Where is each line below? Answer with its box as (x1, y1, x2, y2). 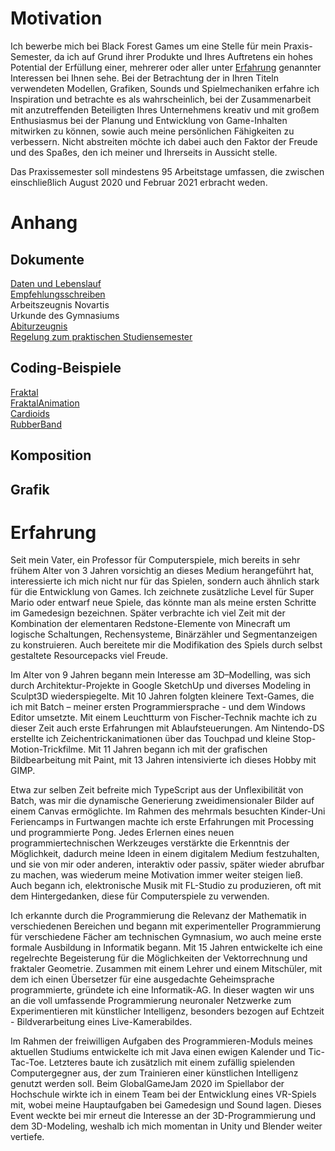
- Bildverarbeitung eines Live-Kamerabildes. (10, 1016, 193, 1028)
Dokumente (10, 251, 85, 268)
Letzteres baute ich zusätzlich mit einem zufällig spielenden (48, 1057, 296, 1069)
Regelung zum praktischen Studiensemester (10, 330, 193, 342)
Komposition (10, 447, 92, 464)
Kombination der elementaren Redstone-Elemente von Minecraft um (10, 618, 291, 630)
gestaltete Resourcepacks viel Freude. (10, 650, 169, 662)
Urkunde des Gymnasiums (10, 309, 120, 321)
